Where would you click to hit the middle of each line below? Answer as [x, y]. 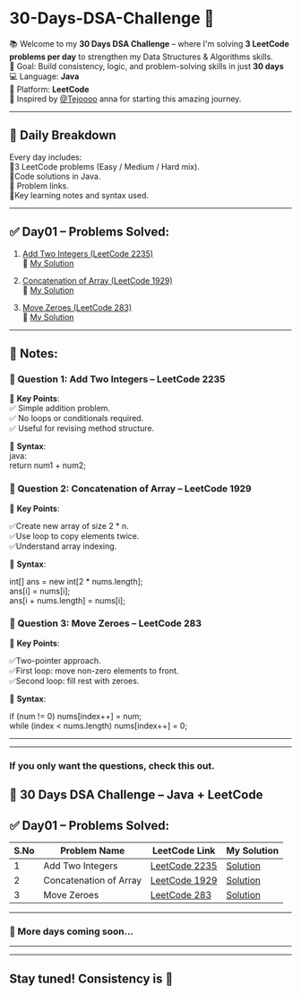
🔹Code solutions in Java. [55, 176]
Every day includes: [46, 157]
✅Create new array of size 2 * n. [69, 525]
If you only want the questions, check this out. [112, 765]
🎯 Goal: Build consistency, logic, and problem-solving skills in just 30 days [146, 66]
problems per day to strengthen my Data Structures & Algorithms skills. [141, 57]
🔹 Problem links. [39, 185]
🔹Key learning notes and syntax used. [79, 195]
